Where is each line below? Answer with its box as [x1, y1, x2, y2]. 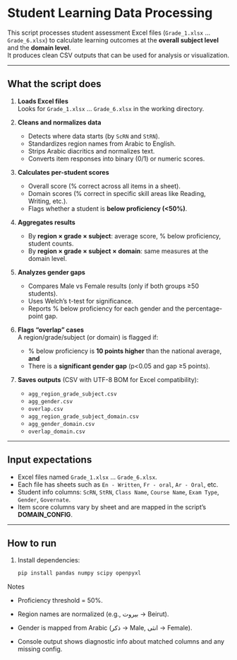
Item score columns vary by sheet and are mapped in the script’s [17, 502, 207, 511]
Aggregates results [17, 218, 75, 226]
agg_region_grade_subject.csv [28, 390, 118, 398]
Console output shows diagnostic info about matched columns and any [17, 637, 224, 646]
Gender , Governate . [17, 495, 71, 504]
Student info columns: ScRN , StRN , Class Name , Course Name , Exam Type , [17, 487, 219, 496]
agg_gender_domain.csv [28, 420, 95, 427]
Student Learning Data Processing [7, 5, 213, 21]
